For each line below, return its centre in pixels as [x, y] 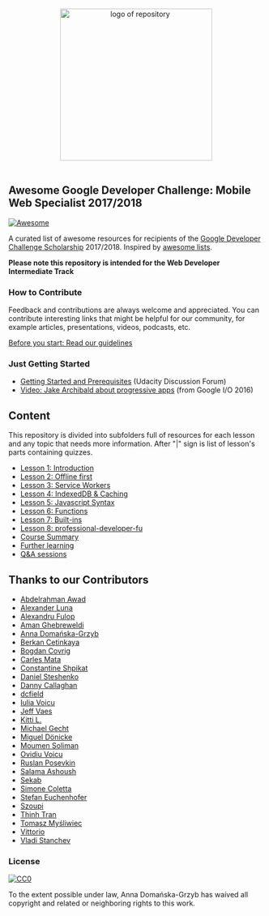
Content [30, 415]
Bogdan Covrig [45, 651]
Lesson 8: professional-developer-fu [81, 529]
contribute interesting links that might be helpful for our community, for [127, 319]
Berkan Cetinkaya [49, 642]
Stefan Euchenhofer [53, 798]
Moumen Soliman [49, 746]
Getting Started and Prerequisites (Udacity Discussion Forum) [123, 382]
